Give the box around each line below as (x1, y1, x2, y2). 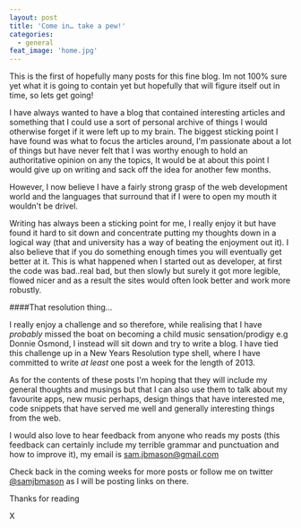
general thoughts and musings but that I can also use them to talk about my (9, 384, 288, 395)
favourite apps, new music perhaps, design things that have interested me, (9, 394, 285, 405)
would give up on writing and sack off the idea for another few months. (9, 165, 271, 175)
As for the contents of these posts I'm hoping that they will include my (9, 375, 268, 386)
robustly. (9, 285, 42, 295)
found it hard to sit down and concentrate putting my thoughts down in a (9, 227, 277, 238)
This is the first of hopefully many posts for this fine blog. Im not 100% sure (9, 71, 288, 81)
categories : (9, 30, 54, 38)
